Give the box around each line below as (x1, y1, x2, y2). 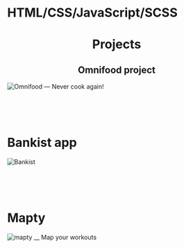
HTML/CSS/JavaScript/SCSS (7, 5, 178, 21)
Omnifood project (77, 64, 156, 76)
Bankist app (7, 135, 78, 150)
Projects (92, 37, 142, 53)
